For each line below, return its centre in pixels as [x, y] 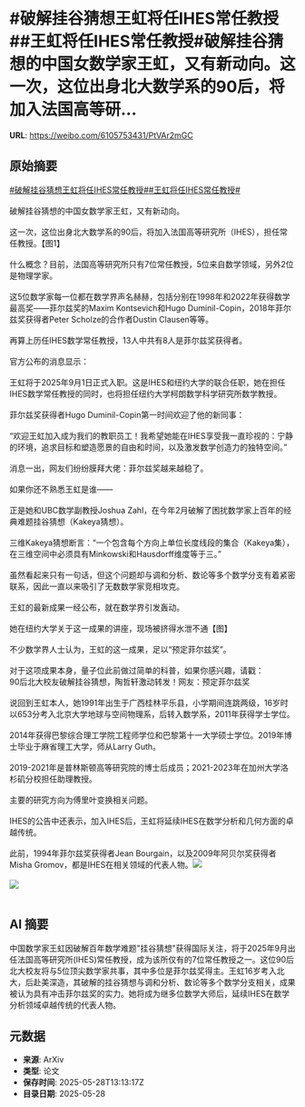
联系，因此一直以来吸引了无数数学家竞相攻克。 [97, 586]
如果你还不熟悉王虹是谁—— [61, 489]
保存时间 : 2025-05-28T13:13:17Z [83, 1082]
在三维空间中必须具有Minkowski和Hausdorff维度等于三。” [116, 553]
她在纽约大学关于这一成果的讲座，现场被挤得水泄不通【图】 [121, 628]
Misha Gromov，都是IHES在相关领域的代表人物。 [101, 864]
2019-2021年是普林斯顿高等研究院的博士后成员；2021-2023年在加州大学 [145, 767]
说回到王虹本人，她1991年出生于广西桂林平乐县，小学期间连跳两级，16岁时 [149, 703]
